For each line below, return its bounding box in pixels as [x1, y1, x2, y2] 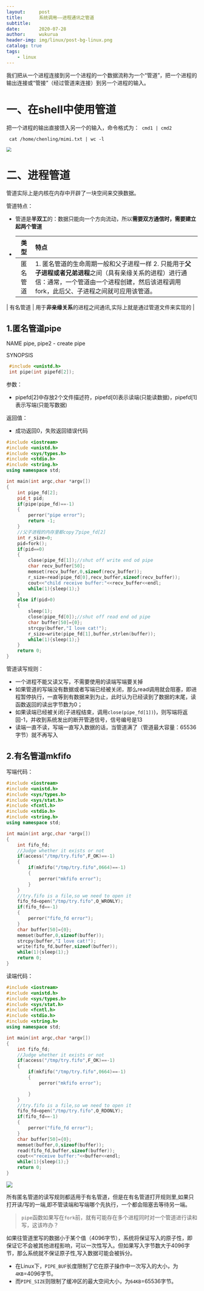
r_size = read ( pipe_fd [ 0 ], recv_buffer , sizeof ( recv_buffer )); [28, 574, 181, 580]
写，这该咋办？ [21, 1221, 59, 1228]
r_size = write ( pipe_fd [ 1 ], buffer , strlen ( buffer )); [28, 631, 156, 637]
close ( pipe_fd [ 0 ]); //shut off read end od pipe [28, 614, 151, 620]
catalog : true [6, 43, 42, 49]
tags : [6, 49, 20, 55]
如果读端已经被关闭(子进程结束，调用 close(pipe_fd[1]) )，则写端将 [15, 708, 183, 716]
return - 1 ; [28, 518, 56, 524]
